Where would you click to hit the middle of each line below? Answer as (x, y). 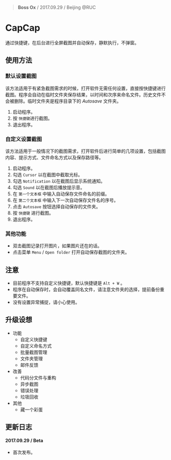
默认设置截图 (21, 76)
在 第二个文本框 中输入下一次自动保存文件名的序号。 (65, 200)
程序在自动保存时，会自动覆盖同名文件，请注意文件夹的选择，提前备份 (86, 290)
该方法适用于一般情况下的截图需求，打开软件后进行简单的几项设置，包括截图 (85, 151)
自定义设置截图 (24, 139)
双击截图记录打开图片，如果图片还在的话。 (57, 246)
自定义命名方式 (36, 346)
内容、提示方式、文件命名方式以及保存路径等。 (54, 157)
